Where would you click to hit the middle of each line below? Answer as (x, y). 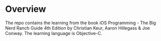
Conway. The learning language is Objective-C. (54, 33)
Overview (26, 9)
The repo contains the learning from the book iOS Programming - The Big (80, 23)
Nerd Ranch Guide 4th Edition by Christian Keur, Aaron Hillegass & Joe (78, 28)
